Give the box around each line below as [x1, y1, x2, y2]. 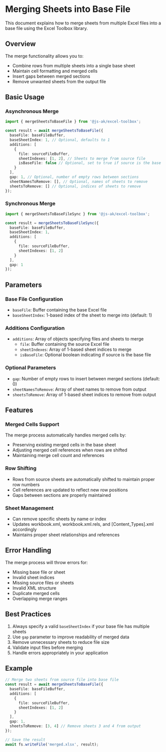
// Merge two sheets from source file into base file [5, 677, 119, 682]
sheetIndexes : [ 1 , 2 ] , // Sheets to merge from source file [18, 156, 146, 161]
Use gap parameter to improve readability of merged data [12, 634, 130, 640]
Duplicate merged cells [12, 590, 60, 596]
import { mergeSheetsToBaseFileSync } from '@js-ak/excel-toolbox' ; [5, 211, 150, 216]
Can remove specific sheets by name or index [12, 516, 107, 522]
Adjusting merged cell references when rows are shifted [12, 447, 128, 453]
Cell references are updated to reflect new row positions [12, 487, 128, 493]
